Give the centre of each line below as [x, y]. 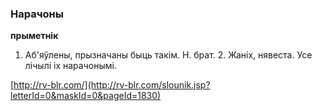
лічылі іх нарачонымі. [70, 66]
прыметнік [34, 36]
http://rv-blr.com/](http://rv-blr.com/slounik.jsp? [112, 85]
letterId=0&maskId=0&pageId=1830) [86, 96]
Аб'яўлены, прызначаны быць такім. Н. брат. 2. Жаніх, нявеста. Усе [168, 55]
